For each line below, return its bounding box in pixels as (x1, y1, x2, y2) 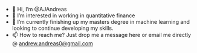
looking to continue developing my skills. (11, 24, 114, 32)
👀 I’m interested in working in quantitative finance (11, 12, 135, 19)
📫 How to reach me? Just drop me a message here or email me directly (11, 32, 192, 38)
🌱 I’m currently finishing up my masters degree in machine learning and (11, 18, 190, 25)
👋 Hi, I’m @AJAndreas (11, 6, 67, 13)
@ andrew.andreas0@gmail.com (11, 40, 94, 47)
